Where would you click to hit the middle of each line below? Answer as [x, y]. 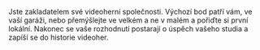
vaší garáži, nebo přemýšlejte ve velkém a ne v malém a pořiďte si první [128, 20]
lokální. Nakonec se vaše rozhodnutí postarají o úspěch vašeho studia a [128, 29]
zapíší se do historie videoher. [58, 37]
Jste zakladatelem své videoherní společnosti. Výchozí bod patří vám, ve [130, 12]
